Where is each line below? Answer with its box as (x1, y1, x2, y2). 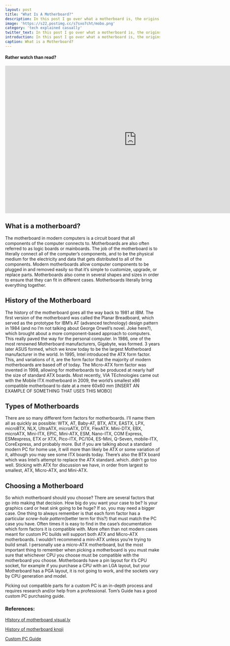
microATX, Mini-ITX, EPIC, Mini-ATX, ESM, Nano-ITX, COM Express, (5, 431, 144, 437)
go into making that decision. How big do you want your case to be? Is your (5, 500, 158, 506)
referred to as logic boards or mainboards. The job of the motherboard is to (5, 246, 158, 251)
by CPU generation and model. (5, 573, 67, 579)
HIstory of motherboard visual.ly (5, 616, 71, 622)
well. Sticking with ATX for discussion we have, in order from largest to (5, 462, 148, 468)
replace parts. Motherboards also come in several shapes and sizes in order (5, 272, 159, 277)
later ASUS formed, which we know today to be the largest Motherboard (5, 346, 151, 352)
